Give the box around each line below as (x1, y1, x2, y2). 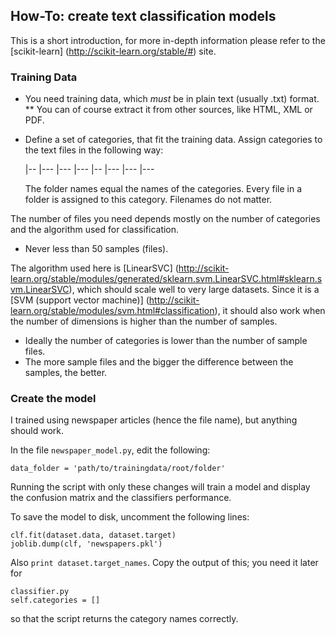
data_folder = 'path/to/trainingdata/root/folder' (10, 464, 226, 474)
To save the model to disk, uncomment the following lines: (10, 511, 250, 523)
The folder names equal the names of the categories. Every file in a (24, 183, 303, 195)
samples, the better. (24, 367, 108, 379)
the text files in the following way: (24, 144, 164, 156)
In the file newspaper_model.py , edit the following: (10, 444, 211, 456)
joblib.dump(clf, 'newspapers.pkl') (10, 539, 163, 549)
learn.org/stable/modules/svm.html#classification (10, 305, 215, 317)
